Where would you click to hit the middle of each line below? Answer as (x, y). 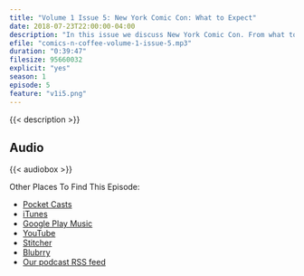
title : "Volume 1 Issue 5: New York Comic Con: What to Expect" (133, 18)
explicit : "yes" (40, 69)
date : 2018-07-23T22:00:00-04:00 (72, 26)
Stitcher (37, 243)
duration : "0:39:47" (48, 52)
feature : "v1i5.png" (48, 93)
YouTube (39, 233)
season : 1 (28, 77)
